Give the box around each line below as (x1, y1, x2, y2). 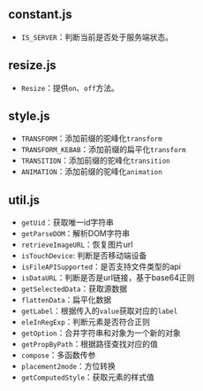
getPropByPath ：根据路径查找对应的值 (20, 339, 158, 349)
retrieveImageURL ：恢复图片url (20, 239, 133, 250)
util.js (8, 192, 41, 207)
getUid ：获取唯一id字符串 (20, 217, 114, 228)
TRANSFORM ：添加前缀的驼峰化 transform (20, 133, 162, 144)
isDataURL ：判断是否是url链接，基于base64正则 (20, 272, 195, 283)
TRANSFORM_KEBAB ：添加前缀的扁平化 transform (20, 144, 186, 155)
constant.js (8, 7, 72, 22)
